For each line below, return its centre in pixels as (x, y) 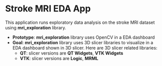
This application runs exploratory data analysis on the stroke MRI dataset (80, 22)
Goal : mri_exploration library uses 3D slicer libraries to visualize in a (83, 42)
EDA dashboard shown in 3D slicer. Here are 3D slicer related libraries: (85, 48)
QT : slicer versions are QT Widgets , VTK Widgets (72, 53)
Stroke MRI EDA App (48, 9)
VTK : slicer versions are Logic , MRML (59, 58)
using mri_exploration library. (36, 27)
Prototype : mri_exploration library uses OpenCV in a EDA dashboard (83, 37)
